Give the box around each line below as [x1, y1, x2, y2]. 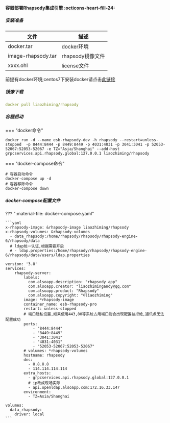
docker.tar [8, 42, 33, 49]
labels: [23, 275, 40, 280]
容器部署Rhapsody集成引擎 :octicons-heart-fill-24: [5, 5, 115, 11]
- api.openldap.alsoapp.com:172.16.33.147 [28, 385, 120, 390]
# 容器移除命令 [5, 182, 33, 187]
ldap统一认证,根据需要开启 [14, 244, 64, 249]
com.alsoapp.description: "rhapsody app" [28, 280, 117, 285]
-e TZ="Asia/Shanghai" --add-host [46, 146, 120, 152]
